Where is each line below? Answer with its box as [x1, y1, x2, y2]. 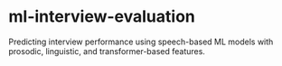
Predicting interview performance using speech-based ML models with [8, 36, 274, 47]
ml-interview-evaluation [8, 6, 195, 27]
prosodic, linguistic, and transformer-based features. [8, 45, 205, 56]
